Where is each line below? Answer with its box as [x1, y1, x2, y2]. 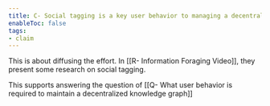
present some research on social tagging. [8, 65, 146, 75]
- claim [8, 34, 35, 43]
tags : [8, 26, 27, 35]
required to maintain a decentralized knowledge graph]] [8, 89, 193, 99]
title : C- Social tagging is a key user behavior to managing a [8, 11, 228, 20]
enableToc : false [8, 19, 67, 27]
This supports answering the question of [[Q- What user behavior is [8, 80, 233, 90]
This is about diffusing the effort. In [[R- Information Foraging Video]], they [8, 56, 256, 66]
